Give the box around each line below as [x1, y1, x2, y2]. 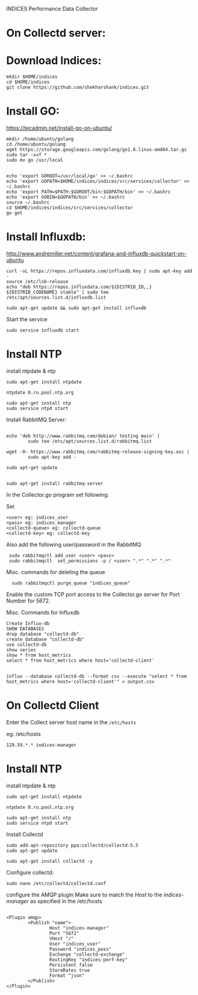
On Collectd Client [6, 699, 99, 712]
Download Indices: [6, 54, 102, 68]
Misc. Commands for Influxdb [6, 609, 80, 616]
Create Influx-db [6, 620, 50, 627]
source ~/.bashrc [6, 199, 50, 206]
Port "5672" [49, 930, 79, 936]
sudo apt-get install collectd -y [6, 858, 93, 864]
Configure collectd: [6, 869, 54, 876]
